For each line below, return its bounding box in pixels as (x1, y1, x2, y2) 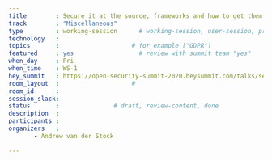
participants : (8, 117, 60, 125)
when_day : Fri (8, 57, 74, 65)
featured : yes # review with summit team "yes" (8, 49, 252, 57)
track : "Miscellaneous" (8, 19, 117, 27)
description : (8, 110, 60, 118)
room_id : (8, 86, 60, 95)
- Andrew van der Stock (33, 132, 114, 140)
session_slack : (8, 95, 60, 103)
